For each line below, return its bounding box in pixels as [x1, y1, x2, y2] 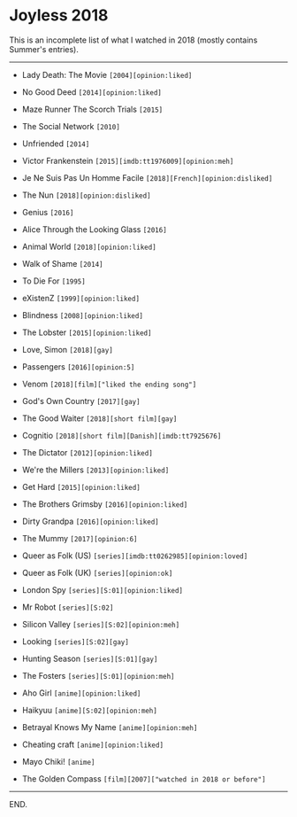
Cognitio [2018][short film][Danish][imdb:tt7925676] [21, 430, 222, 440]
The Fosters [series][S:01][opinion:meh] [21, 670, 175, 681]
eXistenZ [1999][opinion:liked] [21, 292, 140, 303]
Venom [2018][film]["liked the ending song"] [21, 378, 197, 389]
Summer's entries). [9, 43, 80, 54]
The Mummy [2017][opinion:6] [21, 533, 138, 543]
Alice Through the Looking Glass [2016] [21, 223, 168, 235]
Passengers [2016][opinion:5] [21, 361, 135, 372]
